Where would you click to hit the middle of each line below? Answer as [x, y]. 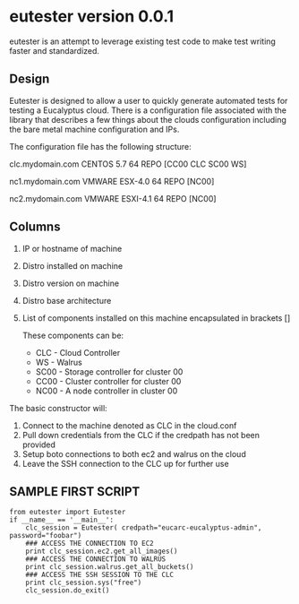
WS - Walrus [59, 362]
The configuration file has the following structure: [101, 146]
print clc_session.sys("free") [84, 583]
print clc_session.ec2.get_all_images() [102, 552]
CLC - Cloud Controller [78, 352]
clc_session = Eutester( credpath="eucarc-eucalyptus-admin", [144, 528]
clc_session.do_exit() [68, 591]
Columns [35, 227]
